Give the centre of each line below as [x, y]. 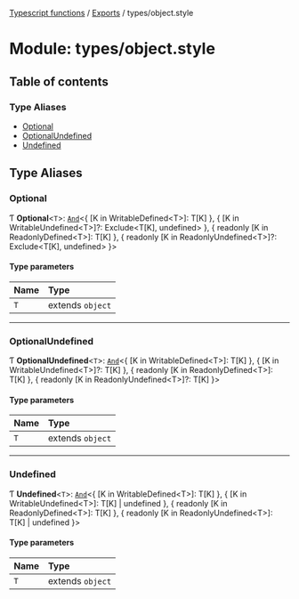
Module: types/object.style [113, 49]
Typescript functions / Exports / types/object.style [101, 13]
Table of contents [59, 81]
